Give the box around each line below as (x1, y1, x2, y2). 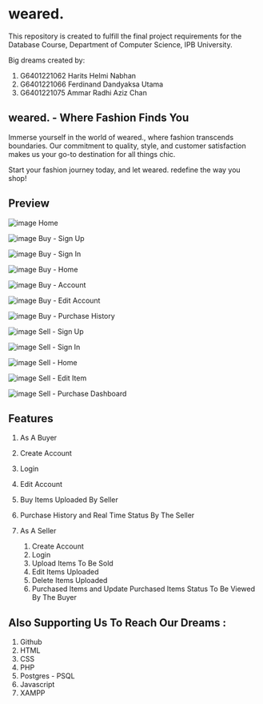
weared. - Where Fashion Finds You (8, 111, 189, 125)
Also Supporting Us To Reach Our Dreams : (8, 616, 226, 630)
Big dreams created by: (8, 55, 86, 65)
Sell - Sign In (38, 342, 81, 352)
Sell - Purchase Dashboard (38, 388, 127, 398)
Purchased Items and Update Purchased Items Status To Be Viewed (31, 584, 256, 593)
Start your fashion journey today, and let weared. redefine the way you (8, 165, 241, 175)
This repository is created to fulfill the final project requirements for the (8, 31, 242, 41)
